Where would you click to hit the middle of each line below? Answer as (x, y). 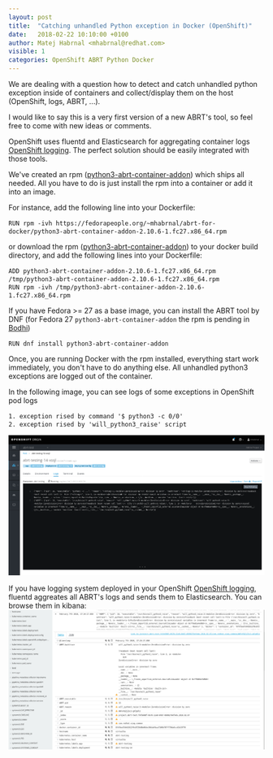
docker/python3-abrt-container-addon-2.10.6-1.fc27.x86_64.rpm (118, 232)
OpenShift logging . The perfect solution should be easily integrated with (129, 150)
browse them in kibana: (48, 606)
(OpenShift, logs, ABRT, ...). (54, 101)
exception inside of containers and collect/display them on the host (121, 93)
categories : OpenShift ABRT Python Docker (81, 60)
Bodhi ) (19, 328)
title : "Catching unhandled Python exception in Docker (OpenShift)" (130, 26)
